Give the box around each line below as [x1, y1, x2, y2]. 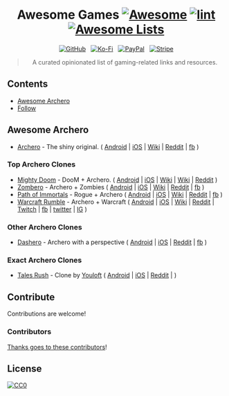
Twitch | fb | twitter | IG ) [17, 205, 88, 213]
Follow [17, 104, 37, 112]
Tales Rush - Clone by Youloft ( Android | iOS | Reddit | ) [17, 271, 177, 279]
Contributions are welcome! [7, 309, 86, 318]
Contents [7, 78, 48, 90]
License [7, 363, 42, 375]
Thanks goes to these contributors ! [7, 343, 107, 351]
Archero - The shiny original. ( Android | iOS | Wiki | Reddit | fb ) [17, 142, 199, 150]
